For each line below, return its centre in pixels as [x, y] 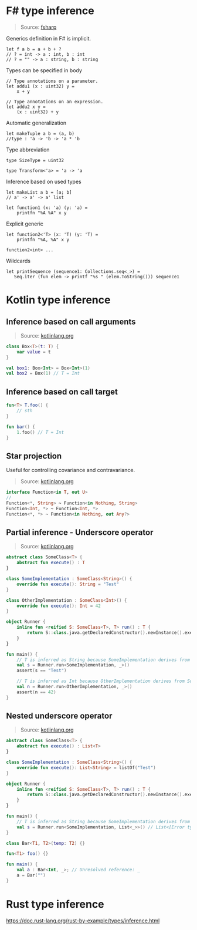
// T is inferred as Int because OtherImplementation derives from [101, 681]
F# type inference [50, 11]
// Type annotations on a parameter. [52, 81]
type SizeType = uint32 [35, 160]
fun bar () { [21, 427]
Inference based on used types [44, 181]
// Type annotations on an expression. [55, 102]
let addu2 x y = [26, 107]
